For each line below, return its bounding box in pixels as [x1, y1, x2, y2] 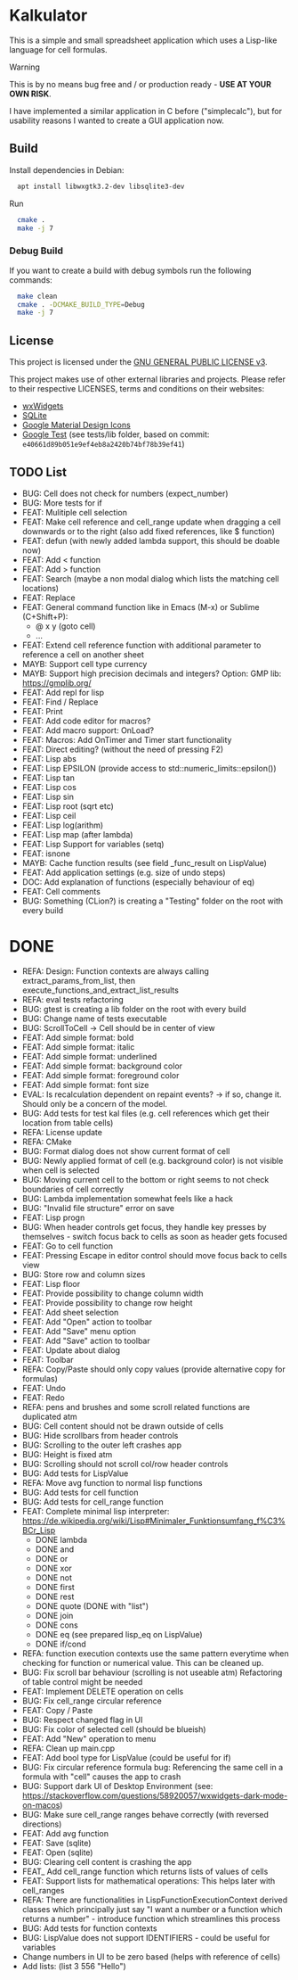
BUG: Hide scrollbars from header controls [21, 1430, 179, 1440]
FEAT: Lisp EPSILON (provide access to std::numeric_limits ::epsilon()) [21, 763, 278, 773]
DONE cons [35, 1620, 78, 1630]
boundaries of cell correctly [21, 1184, 125, 1194]
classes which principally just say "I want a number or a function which [21, 1903, 283, 1914]
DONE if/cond [35, 1638, 86, 1649]
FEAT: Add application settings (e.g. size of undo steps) [21, 867, 226, 878]
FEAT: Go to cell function [21, 1241, 114, 1251]
